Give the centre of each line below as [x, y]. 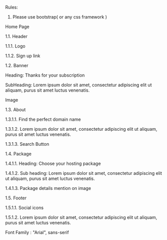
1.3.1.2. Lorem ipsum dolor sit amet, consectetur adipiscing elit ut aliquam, [81, 129]
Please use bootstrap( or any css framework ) [60, 17]
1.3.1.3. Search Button [27, 144]
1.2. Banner [17, 65]
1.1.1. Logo [15, 46]
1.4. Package [18, 154]
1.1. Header [16, 36]
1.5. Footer [16, 198]
